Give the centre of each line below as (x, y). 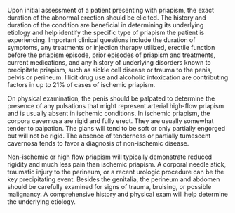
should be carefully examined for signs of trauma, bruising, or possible (109, 187)
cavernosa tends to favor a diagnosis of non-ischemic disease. (98, 143)
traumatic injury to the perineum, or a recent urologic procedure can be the (116, 172)
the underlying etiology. (41, 202)
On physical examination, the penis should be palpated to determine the (111, 98)
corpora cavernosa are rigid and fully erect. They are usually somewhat (110, 121)
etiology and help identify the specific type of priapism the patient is (106, 32)
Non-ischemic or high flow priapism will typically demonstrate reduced (110, 157)
